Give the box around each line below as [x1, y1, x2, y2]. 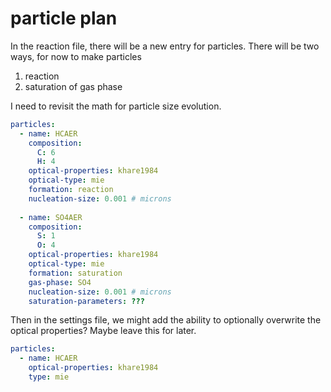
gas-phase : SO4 [28, 277, 92, 287]
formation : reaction [28, 185, 114, 195]
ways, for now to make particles [10, 50, 142, 62]
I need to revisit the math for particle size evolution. [10, 100, 222, 112]
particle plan [10, 7, 118, 30]
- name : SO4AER [19, 212, 83, 222]
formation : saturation [28, 268, 123, 278]
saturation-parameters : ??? [28, 296, 145, 306]
